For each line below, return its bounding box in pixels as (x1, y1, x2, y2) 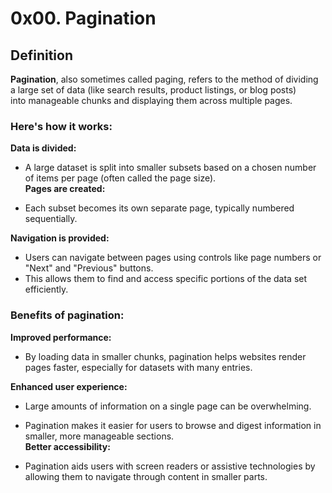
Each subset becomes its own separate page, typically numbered (24, 202, 295, 214)
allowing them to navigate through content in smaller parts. (24, 470, 268, 482)
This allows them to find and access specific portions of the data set (24, 273, 308, 285)
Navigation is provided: (10, 232, 110, 244)
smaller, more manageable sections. (24, 430, 175, 442)
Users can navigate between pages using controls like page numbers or (24, 252, 322, 264)
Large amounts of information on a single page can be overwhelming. (24, 400, 312, 412)
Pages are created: (24, 183, 106, 195)
